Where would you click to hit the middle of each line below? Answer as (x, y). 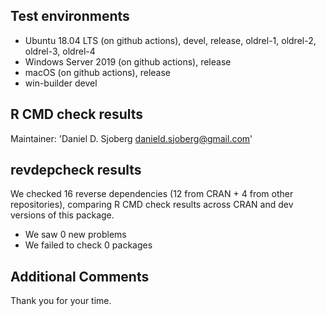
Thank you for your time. (61, 301)
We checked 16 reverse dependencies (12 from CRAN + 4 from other (152, 194)
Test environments (70, 16)
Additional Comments (80, 276)
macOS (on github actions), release (97, 72)
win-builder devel (61, 83)
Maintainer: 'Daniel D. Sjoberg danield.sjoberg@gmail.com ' (131, 138)
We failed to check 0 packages (88, 245)
